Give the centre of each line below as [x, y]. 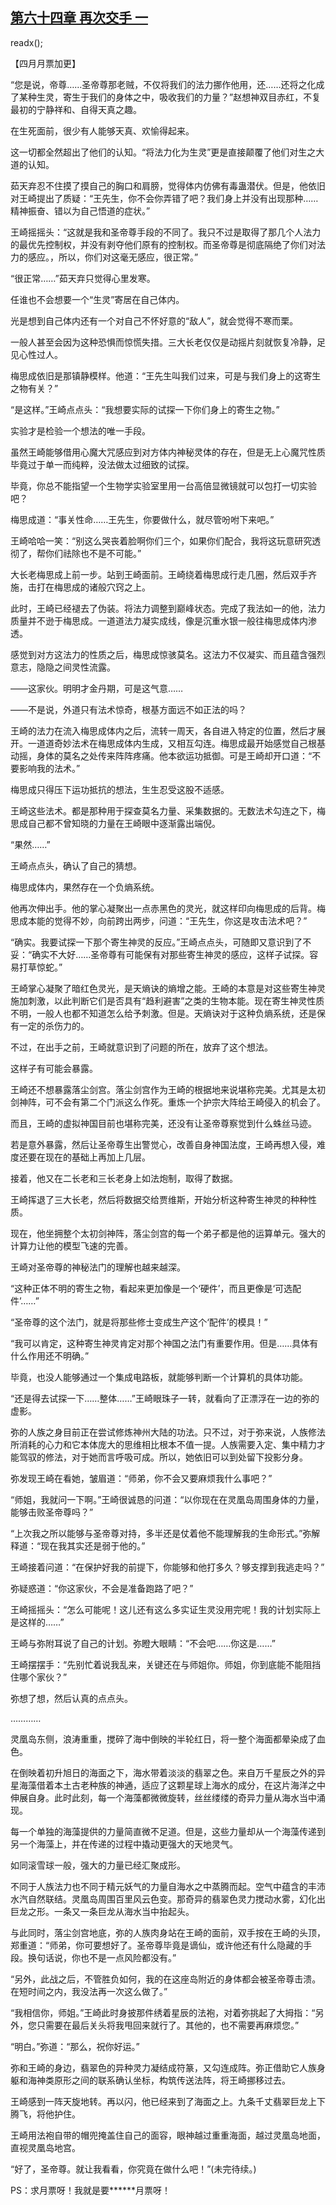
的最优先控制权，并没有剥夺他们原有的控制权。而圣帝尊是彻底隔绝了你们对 [163, 244]
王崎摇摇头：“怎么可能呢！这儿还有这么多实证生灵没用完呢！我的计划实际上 [166, 1609]
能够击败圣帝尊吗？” [52, 1512]
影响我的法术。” [49, 768]
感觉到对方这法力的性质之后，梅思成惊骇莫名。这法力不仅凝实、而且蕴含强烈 [168, 654]
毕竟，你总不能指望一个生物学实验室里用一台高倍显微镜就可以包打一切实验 [163, 485]
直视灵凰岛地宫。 [45, 2147]
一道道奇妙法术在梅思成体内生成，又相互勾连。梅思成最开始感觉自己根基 [176, 743]
